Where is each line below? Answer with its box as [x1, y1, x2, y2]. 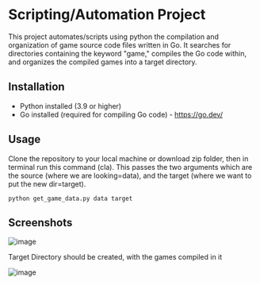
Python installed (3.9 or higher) [19, 101, 121, 110]
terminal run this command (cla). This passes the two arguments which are [8, 162, 253, 171]
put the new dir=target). [8, 179, 86, 188]
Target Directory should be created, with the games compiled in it [8, 252, 223, 262]
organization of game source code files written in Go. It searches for [8, 40, 231, 49]
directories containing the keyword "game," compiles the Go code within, [8, 48, 247, 58]
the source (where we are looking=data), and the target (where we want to [8, 171, 252, 180]
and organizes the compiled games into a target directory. [8, 57, 197, 67]
